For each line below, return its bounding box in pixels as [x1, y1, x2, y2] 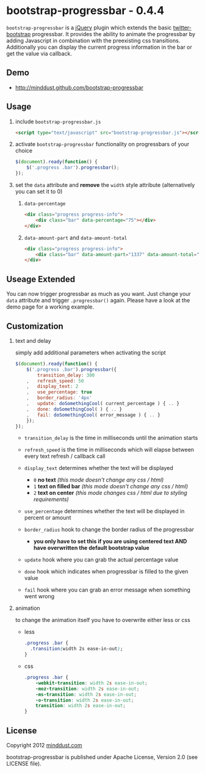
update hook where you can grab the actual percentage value [24, 556, 179, 563]
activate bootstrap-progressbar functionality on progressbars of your [15, 141, 190, 148]
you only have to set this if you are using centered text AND [33, 538, 187, 545]
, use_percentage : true [26, 389, 93, 395]
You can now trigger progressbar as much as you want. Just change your [6, 290, 191, 298]
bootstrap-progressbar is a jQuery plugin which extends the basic [6, 24, 172, 31]
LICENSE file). [6, 760, 41, 767]
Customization [6, 321, 64, 331]
